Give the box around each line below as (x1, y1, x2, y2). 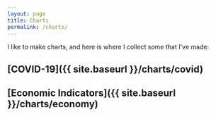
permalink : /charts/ (7, 23, 69, 30)
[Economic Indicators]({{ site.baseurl (7, 87, 176, 99)
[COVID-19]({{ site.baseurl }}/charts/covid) (7, 63, 204, 75)
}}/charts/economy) (7, 98, 98, 110)
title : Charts (7, 17, 50, 24)
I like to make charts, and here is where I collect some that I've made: (7, 43, 210, 51)
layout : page (7, 10, 46, 18)
